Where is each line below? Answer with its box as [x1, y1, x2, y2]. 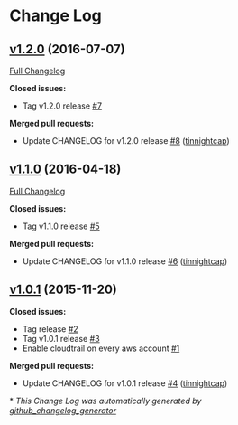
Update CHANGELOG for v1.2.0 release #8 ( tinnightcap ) [22, 136, 230, 146]
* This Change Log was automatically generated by [9, 395, 202, 406]
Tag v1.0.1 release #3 [22, 333, 101, 344]
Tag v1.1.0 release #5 [22, 221, 101, 231]
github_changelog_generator [9, 404, 117, 416]
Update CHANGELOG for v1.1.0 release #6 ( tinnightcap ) [22, 255, 228, 267]
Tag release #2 [22, 323, 78, 335]
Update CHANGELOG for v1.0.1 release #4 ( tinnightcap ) [22, 377, 228, 389]
